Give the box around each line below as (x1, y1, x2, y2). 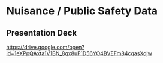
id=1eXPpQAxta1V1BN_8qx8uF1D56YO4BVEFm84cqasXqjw (6, 50, 153, 57)
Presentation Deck (6, 28, 77, 38)
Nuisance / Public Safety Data (6, 4, 158, 18)
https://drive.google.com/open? (6, 43, 85, 51)
